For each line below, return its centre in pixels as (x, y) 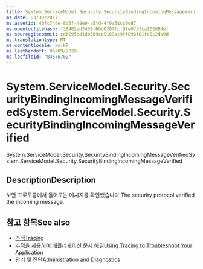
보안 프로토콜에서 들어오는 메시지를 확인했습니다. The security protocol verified (101, 195)
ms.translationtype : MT (36, 40)
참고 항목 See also (38, 222)
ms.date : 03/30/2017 (32, 17)
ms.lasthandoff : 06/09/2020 (42, 51)
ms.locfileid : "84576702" (39, 57)
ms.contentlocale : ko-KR (37, 46)
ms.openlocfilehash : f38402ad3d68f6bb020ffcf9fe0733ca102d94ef (88, 29)
